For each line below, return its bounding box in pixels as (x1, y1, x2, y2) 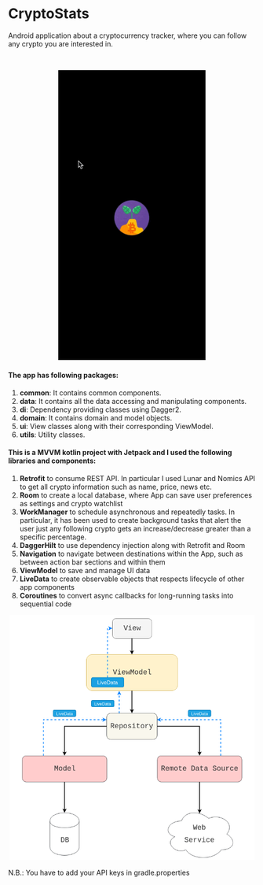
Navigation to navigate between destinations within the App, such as (19, 549, 243, 558)
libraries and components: (8, 456, 97, 465)
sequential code (19, 599, 72, 609)
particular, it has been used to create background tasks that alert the (19, 515, 242, 524)
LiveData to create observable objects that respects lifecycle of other (19, 574, 245, 583)
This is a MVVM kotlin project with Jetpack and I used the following (8, 448, 232, 457)
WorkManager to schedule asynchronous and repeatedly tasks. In (19, 507, 236, 517)
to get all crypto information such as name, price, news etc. (19, 482, 212, 491)
